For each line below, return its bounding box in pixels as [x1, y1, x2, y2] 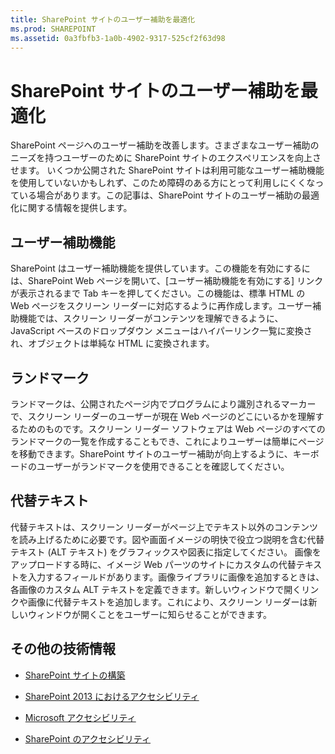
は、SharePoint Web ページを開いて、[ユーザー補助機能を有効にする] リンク [10, 275, 324, 287]
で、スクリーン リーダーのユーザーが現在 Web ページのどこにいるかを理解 [10, 410, 316, 422]
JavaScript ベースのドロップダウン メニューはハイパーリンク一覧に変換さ [10, 325, 313, 337]
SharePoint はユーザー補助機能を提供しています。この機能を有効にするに [10, 262, 311, 275]
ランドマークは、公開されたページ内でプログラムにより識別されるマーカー [10, 397, 317, 410]
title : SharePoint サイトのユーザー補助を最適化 [10, 14, 196, 25]
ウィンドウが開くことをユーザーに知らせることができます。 [27, 608, 273, 620]
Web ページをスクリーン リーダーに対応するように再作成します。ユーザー [10, 300, 313, 312]
